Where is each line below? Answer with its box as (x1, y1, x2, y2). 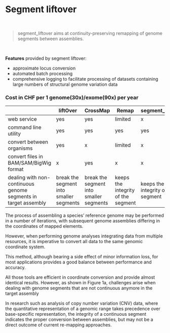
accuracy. (5, 264, 26, 271)
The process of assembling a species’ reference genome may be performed (5, 212, 164, 219)
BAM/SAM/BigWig (8, 159, 52, 166)
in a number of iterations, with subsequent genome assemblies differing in (5, 218, 160, 224)
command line (8, 124, 41, 131)
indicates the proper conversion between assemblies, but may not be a (5, 316, 153, 323)
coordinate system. (5, 244, 46, 250)
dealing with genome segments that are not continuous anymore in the (5, 285, 153, 291)
